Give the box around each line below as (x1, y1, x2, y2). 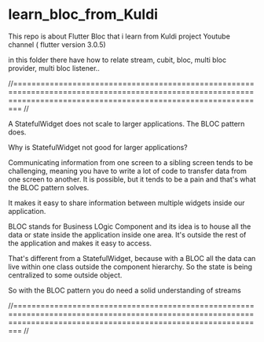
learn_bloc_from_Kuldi (8, 6, 159, 24)
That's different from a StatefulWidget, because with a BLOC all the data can (8, 253, 256, 263)
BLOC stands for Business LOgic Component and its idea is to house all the (8, 222, 251, 231)
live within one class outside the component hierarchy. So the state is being (8, 262, 253, 271)
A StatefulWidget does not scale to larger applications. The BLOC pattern (8, 119, 245, 128)
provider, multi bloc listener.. (8, 63, 101, 72)
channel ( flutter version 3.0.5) (8, 39, 106, 49)
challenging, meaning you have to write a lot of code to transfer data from (8, 166, 247, 175)
